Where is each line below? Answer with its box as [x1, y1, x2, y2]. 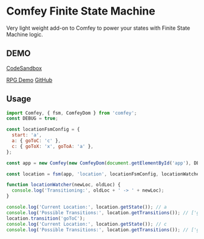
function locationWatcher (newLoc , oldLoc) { [6, 182, 121, 188]
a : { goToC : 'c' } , [12, 138, 61, 144]
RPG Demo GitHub [6, 76, 53, 83]
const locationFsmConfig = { [6, 126, 80, 133]
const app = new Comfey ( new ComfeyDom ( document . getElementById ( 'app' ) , [6, 160, 191, 166]
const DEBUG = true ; [6, 115, 59, 122]
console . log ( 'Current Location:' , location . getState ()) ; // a [6, 204, 167, 210]
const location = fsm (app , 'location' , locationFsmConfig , [6, 171, 159, 177]
